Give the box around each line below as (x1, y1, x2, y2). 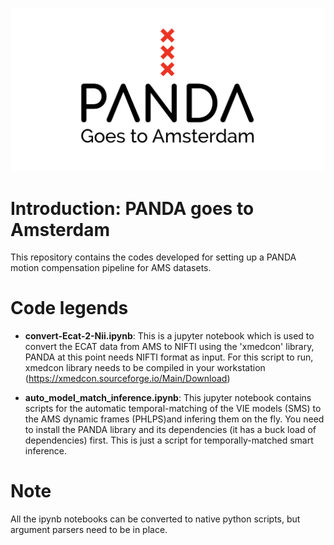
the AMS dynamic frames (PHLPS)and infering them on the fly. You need (24, 413, 325, 425)
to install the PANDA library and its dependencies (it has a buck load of (24, 424, 317, 436)
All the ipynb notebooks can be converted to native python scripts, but (10, 513, 301, 525)
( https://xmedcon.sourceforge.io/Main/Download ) (24, 373, 231, 385)
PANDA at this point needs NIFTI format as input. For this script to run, (24, 351, 314, 363)
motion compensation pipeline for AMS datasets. (10, 262, 212, 274)
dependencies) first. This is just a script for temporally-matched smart (24, 434, 314, 447)
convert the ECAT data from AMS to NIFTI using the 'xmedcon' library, (24, 341, 315, 353)
